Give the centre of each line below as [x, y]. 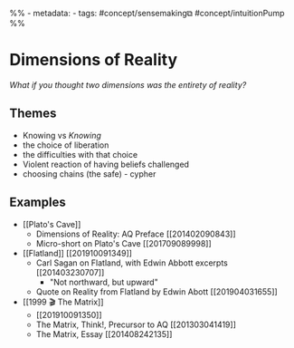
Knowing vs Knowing [62, 135]
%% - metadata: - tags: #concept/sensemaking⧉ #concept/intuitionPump [147, 13]
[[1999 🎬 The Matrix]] [63, 302]
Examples [38, 203]
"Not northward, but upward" [104, 282]
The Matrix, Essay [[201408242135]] [104, 333]
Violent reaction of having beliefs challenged [106, 164]
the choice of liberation [66, 145]
